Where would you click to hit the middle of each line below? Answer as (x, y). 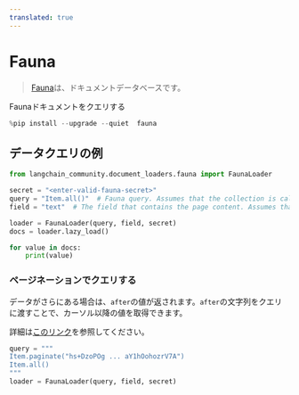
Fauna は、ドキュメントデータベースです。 (108, 87)
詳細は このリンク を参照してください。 (79, 332)
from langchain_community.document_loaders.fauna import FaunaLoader (141, 175)
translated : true (41, 17)
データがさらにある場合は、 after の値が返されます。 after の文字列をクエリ (146, 301)
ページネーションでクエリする (73, 280)
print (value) (49, 256)
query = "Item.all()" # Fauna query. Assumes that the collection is (143, 199)
